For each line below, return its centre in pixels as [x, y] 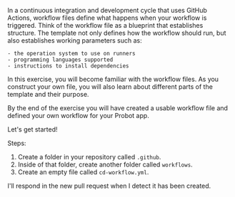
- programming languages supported [60, 60]
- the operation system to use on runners [71, 53]
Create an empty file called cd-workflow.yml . [83, 172]
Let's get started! [33, 129]
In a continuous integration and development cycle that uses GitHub [107, 10]
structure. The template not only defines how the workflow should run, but [117, 33]
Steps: [17, 143]
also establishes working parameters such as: [75, 41]
